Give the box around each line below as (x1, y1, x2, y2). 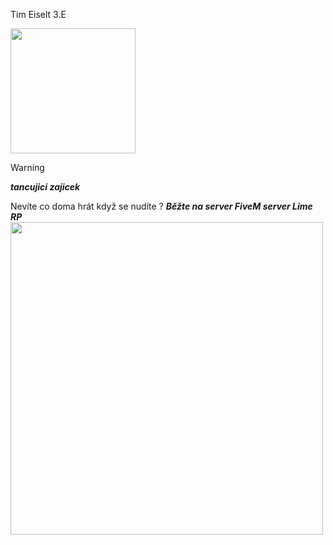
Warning (10, 162, 45, 173)
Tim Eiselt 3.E (10, 9, 67, 20)
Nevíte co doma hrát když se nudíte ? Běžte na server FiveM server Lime (10, 200, 313, 212)
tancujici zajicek (10, 181, 81, 193)
